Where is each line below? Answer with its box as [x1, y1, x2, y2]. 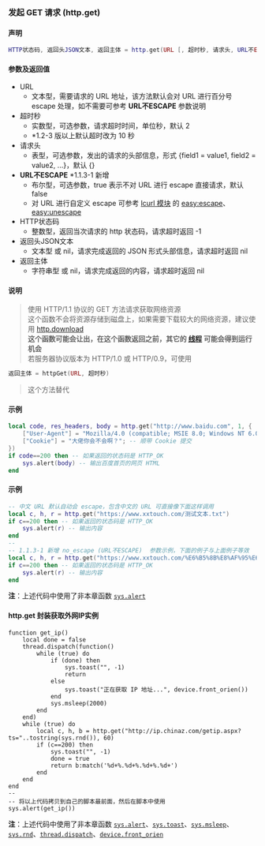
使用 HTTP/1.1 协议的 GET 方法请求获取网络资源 [27, 305, 181, 314]
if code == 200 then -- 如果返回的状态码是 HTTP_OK [8, 451, 164, 459]
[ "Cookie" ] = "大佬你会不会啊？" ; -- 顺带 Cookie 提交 [22, 437, 192, 445]
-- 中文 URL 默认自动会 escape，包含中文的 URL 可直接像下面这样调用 [8, 503, 215, 511]
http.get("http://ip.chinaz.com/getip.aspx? [92, 727, 242, 735]
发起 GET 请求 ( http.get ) [8, 6, 101, 17]
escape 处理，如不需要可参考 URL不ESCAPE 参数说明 [31, 101, 207, 111]
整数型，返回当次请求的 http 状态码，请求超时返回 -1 [31, 226, 202, 236]
